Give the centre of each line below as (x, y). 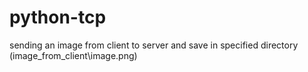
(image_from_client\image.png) (73, 55)
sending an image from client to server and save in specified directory (154, 45)
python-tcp (58, 17)
